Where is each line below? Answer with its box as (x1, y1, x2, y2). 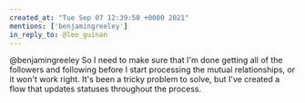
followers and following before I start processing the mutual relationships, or (9, 64, 296, 75)
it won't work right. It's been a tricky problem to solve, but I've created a (9, 74, 280, 85)
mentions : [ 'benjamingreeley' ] (9, 22, 128, 31)
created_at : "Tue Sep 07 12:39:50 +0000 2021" (9, 13, 189, 23)
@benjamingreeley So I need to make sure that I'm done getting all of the (9, 55, 283, 66)
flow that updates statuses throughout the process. (9, 83, 202, 95)
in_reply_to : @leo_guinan (9, 30, 107, 39)
